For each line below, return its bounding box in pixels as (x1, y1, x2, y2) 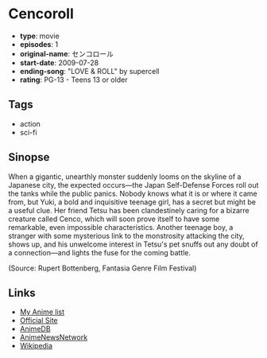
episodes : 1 (19, 39, 58, 49)
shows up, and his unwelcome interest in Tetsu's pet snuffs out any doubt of (8, 239, 258, 249)
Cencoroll (8, 5, 74, 23)
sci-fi (19, 127, 37, 137)
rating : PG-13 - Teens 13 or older (19, 75, 128, 84)
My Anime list (19, 307, 65, 317)
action (19, 119, 41, 128)
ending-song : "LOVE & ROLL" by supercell (19, 66, 161, 76)
